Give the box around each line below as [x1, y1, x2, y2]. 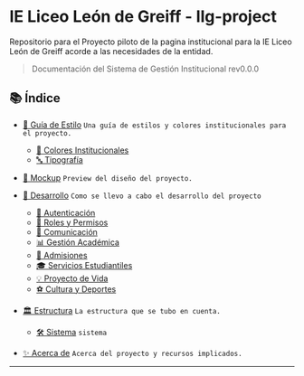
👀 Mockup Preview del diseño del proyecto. [22, 172, 193, 183]
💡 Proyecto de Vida [35, 273, 109, 284]
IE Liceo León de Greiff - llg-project [9, 6, 278, 27]
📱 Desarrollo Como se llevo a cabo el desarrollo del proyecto [22, 190, 261, 201]
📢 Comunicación [35, 226, 98, 237]
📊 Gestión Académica [35, 237, 120, 248]
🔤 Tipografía [35, 154, 83, 164]
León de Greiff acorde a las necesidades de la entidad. [9, 45, 214, 56]
